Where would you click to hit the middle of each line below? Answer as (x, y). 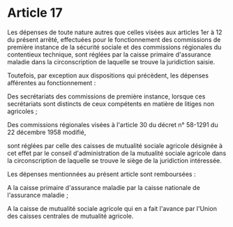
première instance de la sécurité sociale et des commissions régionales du (114, 47)
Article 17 (35, 13)
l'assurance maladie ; (38, 195)
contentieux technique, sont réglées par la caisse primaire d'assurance (109, 54)
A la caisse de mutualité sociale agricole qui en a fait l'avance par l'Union (112, 208)
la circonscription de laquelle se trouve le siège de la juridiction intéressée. (114, 160)
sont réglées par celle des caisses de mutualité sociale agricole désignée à (115, 145)
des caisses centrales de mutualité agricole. (70, 216)
